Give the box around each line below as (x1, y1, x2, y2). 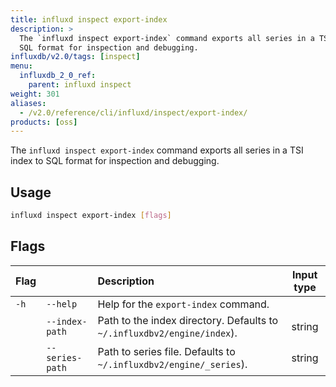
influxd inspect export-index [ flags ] (10, 211, 172, 221)
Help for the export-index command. (97, 297, 270, 311)
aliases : (10, 98, 47, 108)
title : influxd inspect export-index (10, 14, 168, 25)
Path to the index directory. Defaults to (97, 313, 279, 327)
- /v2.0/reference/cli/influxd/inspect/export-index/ (19, 107, 248, 118)
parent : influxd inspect (28, 80, 132, 90)
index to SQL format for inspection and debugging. (10, 155, 220, 167)
